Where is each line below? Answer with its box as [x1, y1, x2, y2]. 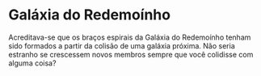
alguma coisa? [8, 58, 57, 68]
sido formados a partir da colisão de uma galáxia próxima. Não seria [8, 40, 236, 50]
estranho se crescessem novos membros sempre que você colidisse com [8, 49, 254, 59]
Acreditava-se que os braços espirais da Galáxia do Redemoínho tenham [8, 32, 251, 42]
